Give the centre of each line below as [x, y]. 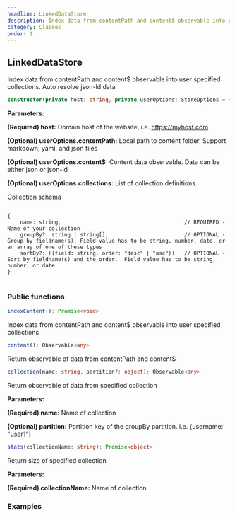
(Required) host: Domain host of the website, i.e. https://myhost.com [108, 127]
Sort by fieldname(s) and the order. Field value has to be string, [112, 259]
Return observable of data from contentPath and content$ [92, 359]
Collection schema [35, 197]
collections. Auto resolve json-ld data [61, 87]
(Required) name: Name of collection [62, 413]
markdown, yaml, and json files [53, 148]
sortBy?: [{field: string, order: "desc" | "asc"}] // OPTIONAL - [123, 253]
